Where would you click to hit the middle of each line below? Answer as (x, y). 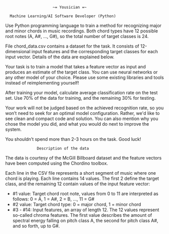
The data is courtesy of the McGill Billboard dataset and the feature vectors (83, 158)
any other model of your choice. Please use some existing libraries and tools (84, 77)
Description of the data (63, 148)
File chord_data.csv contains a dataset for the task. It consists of (72, 46)
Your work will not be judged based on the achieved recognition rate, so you (84, 108)
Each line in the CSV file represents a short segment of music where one (81, 173)
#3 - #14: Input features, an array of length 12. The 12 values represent (86, 210)
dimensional (18, 51)
